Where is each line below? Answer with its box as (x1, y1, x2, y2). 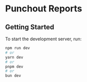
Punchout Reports (5, 3, 82, 14)
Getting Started (5, 23, 54, 31)
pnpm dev (5, 64, 23, 69)
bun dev (5, 73, 21, 79)
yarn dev (5, 55, 23, 60)
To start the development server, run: (5, 36, 81, 42)
